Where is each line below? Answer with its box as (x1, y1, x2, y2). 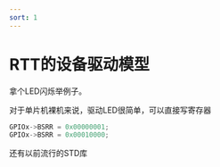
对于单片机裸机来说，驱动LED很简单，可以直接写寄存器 (9, 104, 212, 115)
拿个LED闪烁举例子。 (9, 86, 87, 96)
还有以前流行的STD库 (9, 148, 88, 159)
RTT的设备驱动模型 (9, 54, 150, 74)
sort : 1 (9, 13, 38, 22)
